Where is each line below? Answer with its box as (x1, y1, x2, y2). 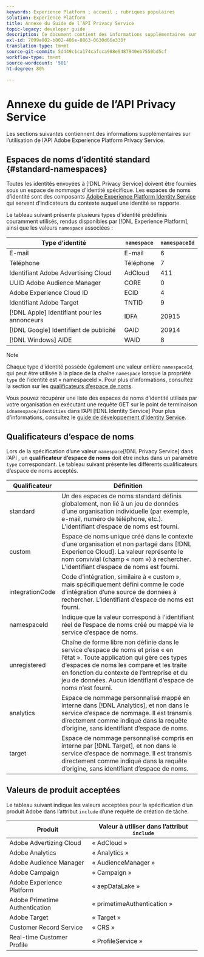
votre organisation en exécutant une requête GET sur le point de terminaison (6, 401, 198, 408)
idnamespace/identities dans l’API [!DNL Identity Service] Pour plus (6, 408, 176, 415)
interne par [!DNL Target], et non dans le (61, 741, 177, 750)
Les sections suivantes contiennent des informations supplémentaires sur (6, 130, 191, 138)
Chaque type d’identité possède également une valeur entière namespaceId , (6, 363, 194, 370)
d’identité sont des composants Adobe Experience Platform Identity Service (6, 193, 196, 200)
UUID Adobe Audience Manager (9, 278, 101, 287)
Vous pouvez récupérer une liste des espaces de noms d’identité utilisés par (6, 394, 197, 402)
